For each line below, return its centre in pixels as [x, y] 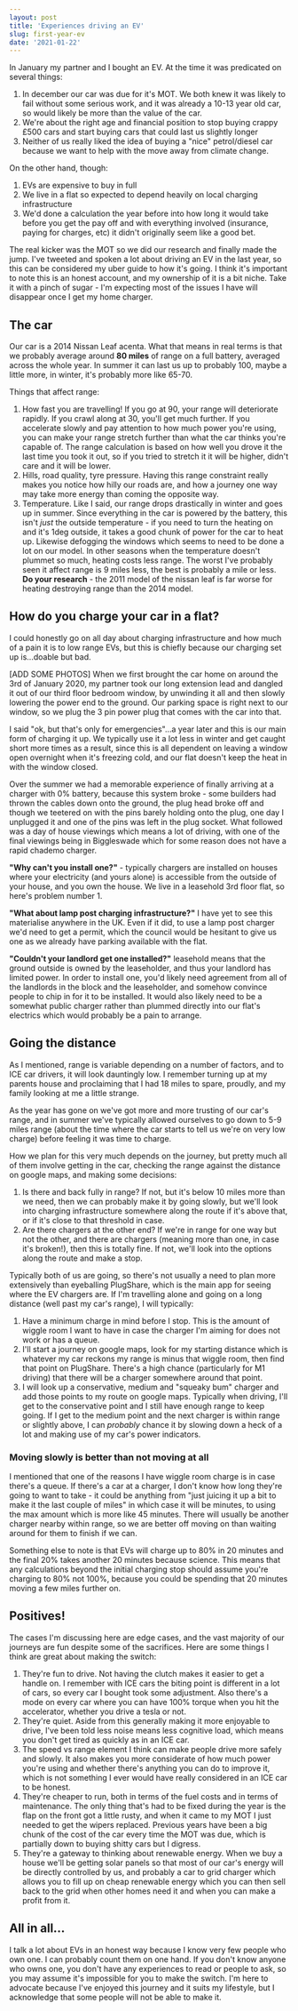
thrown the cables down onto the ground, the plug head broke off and [137, 803]
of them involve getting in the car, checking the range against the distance [145, 1165]
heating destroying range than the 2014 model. [107, 589]
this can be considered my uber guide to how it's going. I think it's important [149, 268]
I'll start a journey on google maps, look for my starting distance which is [155, 1349]
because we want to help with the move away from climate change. [145, 151]
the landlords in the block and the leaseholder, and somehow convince [138, 987]
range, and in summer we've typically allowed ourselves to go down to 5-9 [145, 1119]
